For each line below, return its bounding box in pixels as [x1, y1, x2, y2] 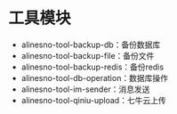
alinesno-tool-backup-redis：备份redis [20, 61, 165, 72]
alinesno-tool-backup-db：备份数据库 [20, 39, 161, 50]
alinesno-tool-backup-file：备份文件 [20, 50, 155, 61]
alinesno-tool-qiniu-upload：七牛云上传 [20, 94, 166, 105]
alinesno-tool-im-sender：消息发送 [20, 84, 150, 94]
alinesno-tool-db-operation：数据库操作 [20, 72, 168, 83]
